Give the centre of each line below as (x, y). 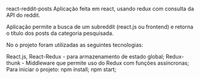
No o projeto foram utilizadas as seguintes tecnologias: (75, 45)
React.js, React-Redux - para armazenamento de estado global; (85, 56)
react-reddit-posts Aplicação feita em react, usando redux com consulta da (100, 9)
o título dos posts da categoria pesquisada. (60, 33)
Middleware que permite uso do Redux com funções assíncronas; (107, 63)
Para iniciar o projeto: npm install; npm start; (61, 69)
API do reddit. (23, 15)
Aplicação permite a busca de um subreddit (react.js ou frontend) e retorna (100, 27)
